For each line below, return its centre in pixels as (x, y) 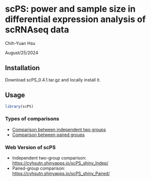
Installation (22, 68)
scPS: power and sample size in (70, 9)
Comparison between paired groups (48, 135)
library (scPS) (19, 106)
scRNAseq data (37, 30)
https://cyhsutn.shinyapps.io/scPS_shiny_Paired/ (61, 174)
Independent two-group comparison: (49, 158)
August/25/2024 (22, 53)
